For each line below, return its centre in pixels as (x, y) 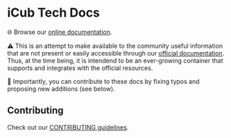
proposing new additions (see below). (61, 89)
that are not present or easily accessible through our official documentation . (116, 53)
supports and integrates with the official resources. (80, 68)
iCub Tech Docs (54, 13)
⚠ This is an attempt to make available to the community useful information (115, 46)
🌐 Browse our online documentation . (60, 32)
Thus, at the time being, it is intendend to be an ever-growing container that (115, 60)
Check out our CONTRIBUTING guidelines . (68, 127)
